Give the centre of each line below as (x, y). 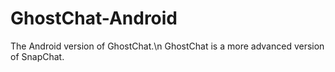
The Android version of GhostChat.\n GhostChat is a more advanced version (167, 46)
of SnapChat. (37, 56)
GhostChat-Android (94, 18)
